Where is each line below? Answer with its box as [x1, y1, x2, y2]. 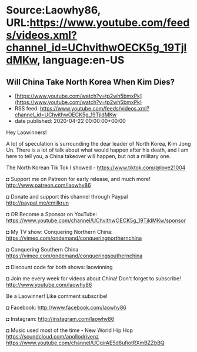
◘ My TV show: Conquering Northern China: [6, 229, 113, 235]
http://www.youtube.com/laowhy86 [6, 281, 92, 288]
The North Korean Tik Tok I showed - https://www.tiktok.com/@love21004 [6, 164, 186, 171]
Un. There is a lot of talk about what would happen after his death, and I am [6, 146, 189, 153]
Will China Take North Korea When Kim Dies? [6, 77, 175, 87]
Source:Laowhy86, [6, 4, 101, 17]
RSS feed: [14, 105, 39, 112]
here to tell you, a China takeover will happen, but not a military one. [6, 153, 171, 159]
